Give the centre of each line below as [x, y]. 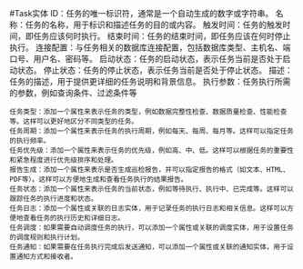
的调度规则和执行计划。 [47, 237]
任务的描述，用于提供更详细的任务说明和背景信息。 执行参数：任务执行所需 [150, 81]
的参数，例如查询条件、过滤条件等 [73, 93]
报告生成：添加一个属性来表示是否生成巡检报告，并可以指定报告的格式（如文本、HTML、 [150, 170]
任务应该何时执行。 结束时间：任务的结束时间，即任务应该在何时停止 [162, 36]
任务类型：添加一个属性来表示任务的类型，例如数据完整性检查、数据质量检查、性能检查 [148, 112]
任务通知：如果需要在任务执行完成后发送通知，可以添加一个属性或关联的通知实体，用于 [148, 247]
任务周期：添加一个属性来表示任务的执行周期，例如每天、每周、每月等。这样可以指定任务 [151, 131]
